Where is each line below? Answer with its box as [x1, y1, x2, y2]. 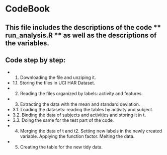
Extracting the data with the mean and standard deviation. [20, 101, 140, 107]
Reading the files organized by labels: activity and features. [20, 91, 143, 97]
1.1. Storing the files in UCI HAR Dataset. [12, 80, 96, 86]
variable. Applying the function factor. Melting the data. [20, 133, 135, 139]
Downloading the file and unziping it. [20, 74, 97, 81]
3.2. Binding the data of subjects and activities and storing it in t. [12, 112, 146, 118]
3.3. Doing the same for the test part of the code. [12, 117, 114, 123]
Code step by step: [5, 56, 66, 64]
